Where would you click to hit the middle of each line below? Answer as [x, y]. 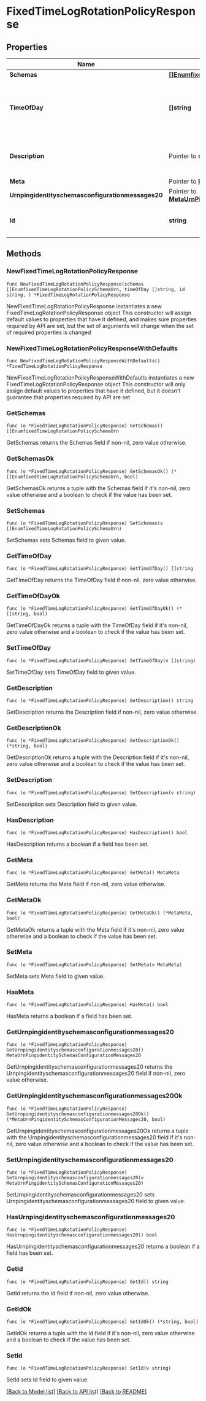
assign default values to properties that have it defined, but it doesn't [93, 391]
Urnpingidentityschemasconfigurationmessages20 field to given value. [96, 1201]
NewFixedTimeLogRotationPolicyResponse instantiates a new [84, 306]
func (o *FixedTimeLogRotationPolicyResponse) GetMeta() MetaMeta [93, 873]
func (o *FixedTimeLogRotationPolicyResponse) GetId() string [87, 1282]
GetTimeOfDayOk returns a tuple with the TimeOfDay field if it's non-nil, [97, 625]
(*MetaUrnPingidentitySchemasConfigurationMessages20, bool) [86, 1119]
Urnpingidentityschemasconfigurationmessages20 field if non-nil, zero [96, 1074]
